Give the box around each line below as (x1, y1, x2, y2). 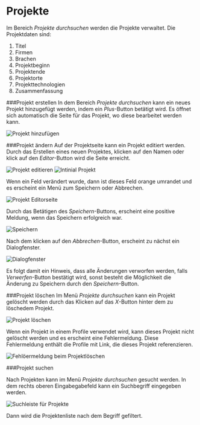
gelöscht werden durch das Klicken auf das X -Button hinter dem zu (6, 298, 173, 305)
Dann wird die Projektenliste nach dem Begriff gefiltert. (6, 412, 143, 419)
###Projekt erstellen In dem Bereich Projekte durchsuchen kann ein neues (6, 98, 191, 106)
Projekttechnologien (14, 80, 65, 88)
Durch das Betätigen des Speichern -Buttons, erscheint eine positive (6, 207, 175, 215)
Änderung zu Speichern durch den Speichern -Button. (6, 280, 139, 287)
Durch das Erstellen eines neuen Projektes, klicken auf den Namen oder (6, 148, 185, 155)
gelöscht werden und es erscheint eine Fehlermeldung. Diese (6, 334, 158, 342)
